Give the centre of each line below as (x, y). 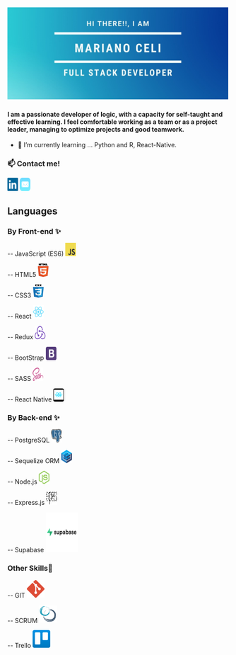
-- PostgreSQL (29, 440)
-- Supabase (26, 550)
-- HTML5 (22, 275)
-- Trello (19, 646)
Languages (33, 211)
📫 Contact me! (34, 164)
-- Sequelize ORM (34, 461)
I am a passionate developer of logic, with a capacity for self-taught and (115, 114)
